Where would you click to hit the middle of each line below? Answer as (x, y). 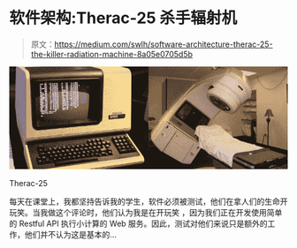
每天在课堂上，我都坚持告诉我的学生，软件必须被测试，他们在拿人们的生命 (145, 201)
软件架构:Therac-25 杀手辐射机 (123, 18)
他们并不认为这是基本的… (71, 234)
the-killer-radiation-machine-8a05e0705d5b (111, 54)
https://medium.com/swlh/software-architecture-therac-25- (164, 44)
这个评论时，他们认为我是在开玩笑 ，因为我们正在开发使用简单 (169, 212)
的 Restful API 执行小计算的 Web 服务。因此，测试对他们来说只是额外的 (138, 223)
